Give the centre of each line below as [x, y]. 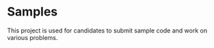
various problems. [32, 37]
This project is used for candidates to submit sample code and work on [107, 30]
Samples [32, 12]
